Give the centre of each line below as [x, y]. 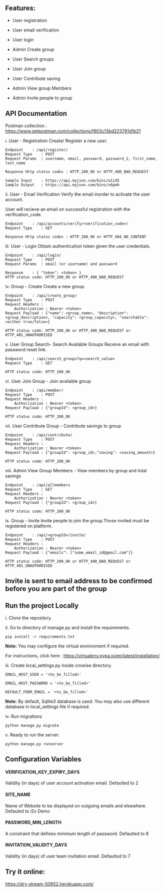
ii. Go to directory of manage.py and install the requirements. [68, 627]
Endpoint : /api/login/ [33, 255]
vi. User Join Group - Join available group [48, 381]
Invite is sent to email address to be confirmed [79, 581]
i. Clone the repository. [29, 618]
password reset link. [26, 349]
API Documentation [36, 114]
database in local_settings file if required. [47, 706]
